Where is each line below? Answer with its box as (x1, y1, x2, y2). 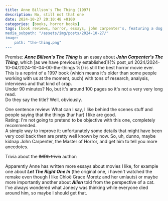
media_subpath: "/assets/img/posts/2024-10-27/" (5, 31, 109, 36)
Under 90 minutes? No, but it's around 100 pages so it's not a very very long (5, 86, 163, 92)
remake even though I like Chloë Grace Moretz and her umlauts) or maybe (5, 174, 158, 180)
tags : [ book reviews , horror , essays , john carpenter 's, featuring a (5, 26, 154, 31)
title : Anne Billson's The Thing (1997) (5, 7, 91, 13)
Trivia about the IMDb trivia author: (5, 153, 77, 159)
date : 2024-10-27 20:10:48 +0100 (5, 17, 75, 22)
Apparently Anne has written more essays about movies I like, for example (5, 163, 158, 169)
